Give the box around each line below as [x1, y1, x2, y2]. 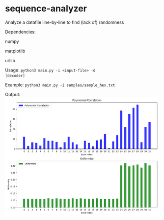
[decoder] [5, 73, 26, 78]
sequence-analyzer [5, 3, 87, 14]
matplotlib [5, 48, 26, 54]
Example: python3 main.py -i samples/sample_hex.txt [5, 82, 115, 88]
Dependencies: [5, 29, 36, 35]
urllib [5, 57, 16, 63]
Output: [5, 91, 21, 97]
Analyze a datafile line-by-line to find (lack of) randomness [5, 19, 124, 25]
